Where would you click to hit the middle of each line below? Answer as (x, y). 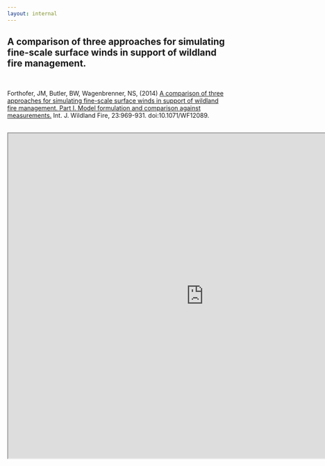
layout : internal (32, 14)
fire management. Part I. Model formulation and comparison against (104, 108)
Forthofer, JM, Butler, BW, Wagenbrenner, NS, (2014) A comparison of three (116, 94)
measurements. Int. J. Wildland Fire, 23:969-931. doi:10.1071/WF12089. (108, 116)
